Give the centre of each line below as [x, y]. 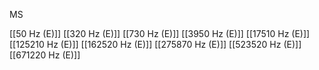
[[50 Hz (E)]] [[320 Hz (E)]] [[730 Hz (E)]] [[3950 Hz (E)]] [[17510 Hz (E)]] [160, 33]
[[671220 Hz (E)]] [45, 55]
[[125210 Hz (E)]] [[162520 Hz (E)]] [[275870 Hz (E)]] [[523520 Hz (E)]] [155, 44]
